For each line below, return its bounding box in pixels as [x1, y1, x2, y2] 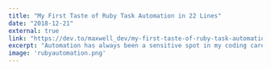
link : [8, 34, 27, 43]
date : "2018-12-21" [8, 19, 74, 27]
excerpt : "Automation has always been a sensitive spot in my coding [8, 42, 248, 50]
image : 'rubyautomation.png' [8, 49, 106, 57]
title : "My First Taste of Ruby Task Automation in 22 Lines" [8, 11, 222, 20]
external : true [8, 27, 60, 35]
